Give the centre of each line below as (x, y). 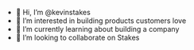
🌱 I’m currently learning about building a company (97, 29)
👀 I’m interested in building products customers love (101, 21)
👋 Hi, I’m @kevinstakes (53, 12)
